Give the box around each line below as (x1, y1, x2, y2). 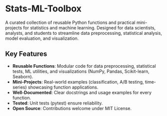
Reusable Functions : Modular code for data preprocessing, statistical (12, 63, 156, 69)
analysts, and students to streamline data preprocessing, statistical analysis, (5, 30, 162, 36)
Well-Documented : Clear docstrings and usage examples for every (12, 89, 151, 95)
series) (12, 84, 27, 90)
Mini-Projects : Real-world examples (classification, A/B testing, (12, 79, 144, 85)
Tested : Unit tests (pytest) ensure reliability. (12, 100, 103, 106)
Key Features (5, 50, 47, 58)
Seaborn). (12, 73, 33, 80)
